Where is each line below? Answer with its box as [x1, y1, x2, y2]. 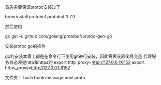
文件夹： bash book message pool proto [5, 75, 86, 80]
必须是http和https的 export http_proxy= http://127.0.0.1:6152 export [13, 60, 145, 65]
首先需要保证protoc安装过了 [5, 4, 60, 10]
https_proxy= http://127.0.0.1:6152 [5, 65, 70, 71]
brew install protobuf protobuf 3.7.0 [5, 14, 75, 19]
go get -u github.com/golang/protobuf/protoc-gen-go [5, 33, 112, 39]
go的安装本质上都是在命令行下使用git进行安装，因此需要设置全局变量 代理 [5, 53, 152, 59]
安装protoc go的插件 [5, 43, 46, 49]
